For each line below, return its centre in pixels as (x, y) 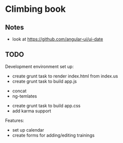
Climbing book (35, 9)
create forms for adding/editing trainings (53, 135)
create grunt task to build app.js (45, 81)
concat (19, 91)
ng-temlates (25, 96)
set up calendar (28, 130)
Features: (15, 120)
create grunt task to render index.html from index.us (65, 76)
